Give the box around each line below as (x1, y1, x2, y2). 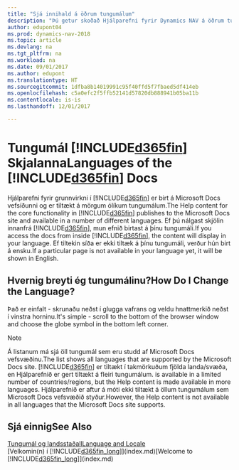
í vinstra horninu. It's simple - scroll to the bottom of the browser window (7, 312, 219, 321)
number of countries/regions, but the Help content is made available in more (7, 378, 231, 386)
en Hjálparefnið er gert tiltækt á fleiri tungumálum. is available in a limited (7, 370, 221, 378)
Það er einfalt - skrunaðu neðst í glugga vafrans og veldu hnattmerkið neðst (7, 304, 229, 313)
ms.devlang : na (7, 43, 53, 50)
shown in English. (7, 254, 59, 262)
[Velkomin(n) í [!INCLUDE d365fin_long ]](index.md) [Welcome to (7, 447, 193, 456)
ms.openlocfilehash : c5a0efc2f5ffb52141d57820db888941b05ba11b (7, 90, 199, 97)
